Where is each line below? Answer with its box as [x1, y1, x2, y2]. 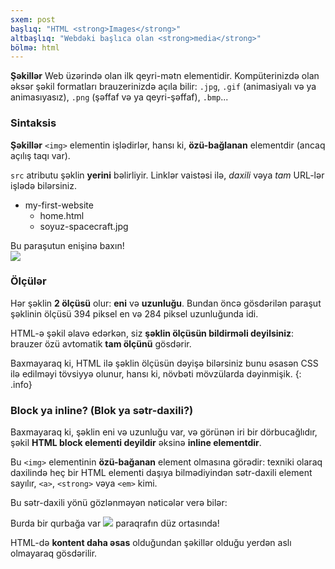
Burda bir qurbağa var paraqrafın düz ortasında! [10, 517, 220, 530]
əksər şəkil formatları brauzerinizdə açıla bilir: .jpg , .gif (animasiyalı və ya [10, 81, 317, 93]
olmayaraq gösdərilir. [10, 547, 98, 560]
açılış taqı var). [10, 149, 71, 161]
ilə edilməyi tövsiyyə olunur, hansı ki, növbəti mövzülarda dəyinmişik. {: [10, 367, 302, 380]
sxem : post [10, 14, 56, 25]
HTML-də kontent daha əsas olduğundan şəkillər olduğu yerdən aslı [10, 537, 292, 549]
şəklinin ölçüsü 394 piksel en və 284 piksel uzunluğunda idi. [10, 307, 259, 320]
